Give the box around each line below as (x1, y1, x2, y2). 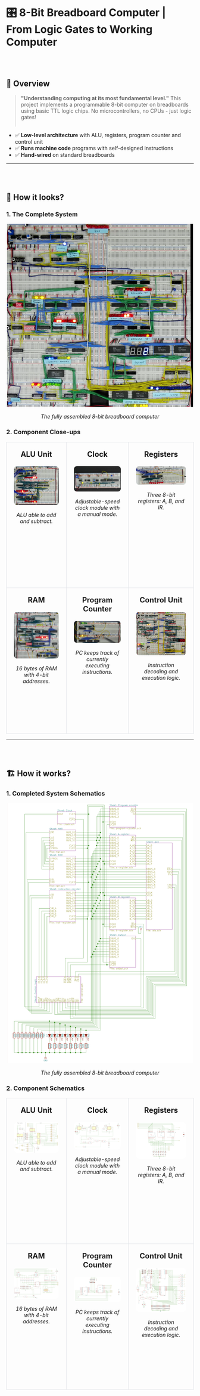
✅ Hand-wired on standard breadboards (14, 151, 115, 158)
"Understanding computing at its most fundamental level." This (20, 94, 182, 101)
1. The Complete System (6, 211, 78, 219)
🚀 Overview (6, 79, 50, 89)
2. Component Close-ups (6, 428, 81, 437)
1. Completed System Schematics (6, 790, 105, 798)
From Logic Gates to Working (6, 23, 153, 36)
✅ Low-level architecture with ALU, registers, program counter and (14, 131, 182, 138)
